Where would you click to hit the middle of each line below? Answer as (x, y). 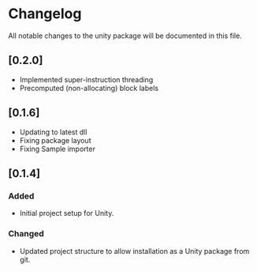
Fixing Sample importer (58, 149)
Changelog (45, 14)
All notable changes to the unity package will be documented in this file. (125, 36)
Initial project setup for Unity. (67, 213)
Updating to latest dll (53, 132)
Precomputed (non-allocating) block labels (89, 88)
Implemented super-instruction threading (86, 79)
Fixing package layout (55, 140)
